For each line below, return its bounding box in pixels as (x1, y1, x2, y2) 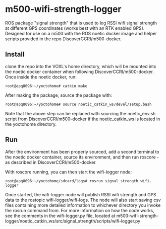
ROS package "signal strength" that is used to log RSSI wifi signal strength (5, 20, 157, 26)
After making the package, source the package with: (5, 92, 112, 98)
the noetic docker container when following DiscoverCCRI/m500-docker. (5, 69, 154, 75)
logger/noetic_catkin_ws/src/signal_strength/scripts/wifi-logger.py (5, 218, 141, 224)
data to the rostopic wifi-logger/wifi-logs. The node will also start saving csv (5, 197, 161, 203)
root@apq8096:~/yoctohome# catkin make (5, 83, 88, 88)
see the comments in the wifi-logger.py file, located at (5, 213, 115, 219)
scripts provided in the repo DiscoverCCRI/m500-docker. (5, 36, 122, 42)
